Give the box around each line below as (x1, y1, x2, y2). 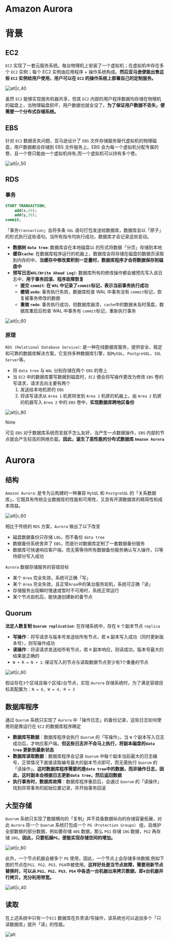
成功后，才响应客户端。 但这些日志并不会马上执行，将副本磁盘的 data (12, 740, 155, 746)
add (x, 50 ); (14, 208, 37, 213)
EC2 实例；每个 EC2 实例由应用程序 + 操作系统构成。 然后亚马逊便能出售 (11, 69, 160, 75)
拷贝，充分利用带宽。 (9, 874, 54, 880)
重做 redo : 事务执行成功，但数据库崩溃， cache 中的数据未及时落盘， (20, 302, 160, 308)
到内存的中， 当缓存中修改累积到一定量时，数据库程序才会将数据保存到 (12, 257, 159, 263)
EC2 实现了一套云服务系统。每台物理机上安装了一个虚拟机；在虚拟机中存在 (5, 62, 160, 69)
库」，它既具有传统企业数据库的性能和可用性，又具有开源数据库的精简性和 (5, 496, 158, 503)
